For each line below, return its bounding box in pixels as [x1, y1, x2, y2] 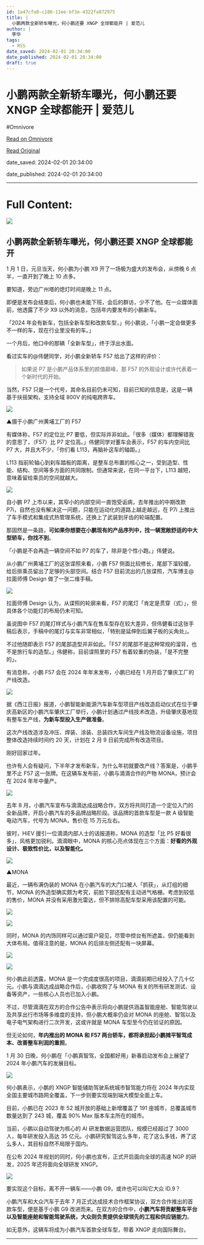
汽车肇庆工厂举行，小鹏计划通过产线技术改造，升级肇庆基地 [43, 708, 192, 716]
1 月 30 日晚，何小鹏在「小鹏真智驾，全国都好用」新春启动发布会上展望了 [6, 1052, 190, 1060]
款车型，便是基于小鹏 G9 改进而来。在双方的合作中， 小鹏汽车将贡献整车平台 [6, 1205, 198, 1213]
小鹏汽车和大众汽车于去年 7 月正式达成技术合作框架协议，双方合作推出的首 [6, 1198, 193, 1205]
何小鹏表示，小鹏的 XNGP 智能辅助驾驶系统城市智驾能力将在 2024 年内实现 [6, 1084, 195, 1091]
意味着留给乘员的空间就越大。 [6, 474, 81, 481]
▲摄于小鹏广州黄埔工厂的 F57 [6, 418, 81, 426]
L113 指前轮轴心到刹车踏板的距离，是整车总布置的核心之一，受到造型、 [6, 459, 183, 466]
